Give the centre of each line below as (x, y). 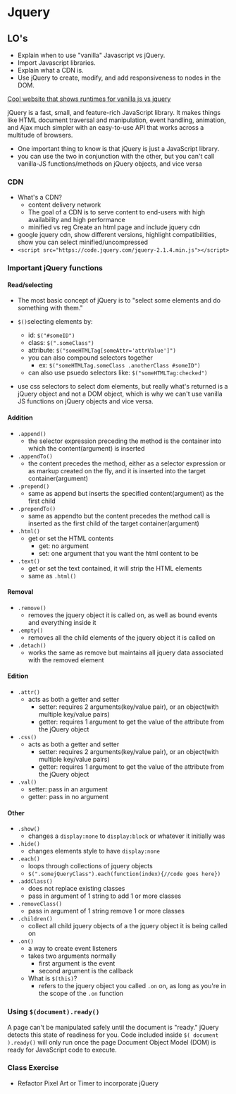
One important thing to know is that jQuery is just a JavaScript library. (118, 148)
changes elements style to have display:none (94, 851)
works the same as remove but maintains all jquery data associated (126, 652)
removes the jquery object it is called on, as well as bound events (123, 615)
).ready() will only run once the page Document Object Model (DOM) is (112, 1042)
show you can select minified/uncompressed (83, 242)
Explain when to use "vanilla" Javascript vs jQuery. (91, 55)
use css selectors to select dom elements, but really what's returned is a (123, 387)
